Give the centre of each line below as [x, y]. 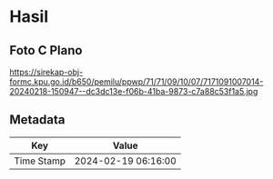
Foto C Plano [46, 50]
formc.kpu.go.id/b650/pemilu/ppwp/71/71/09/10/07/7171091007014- [136, 82]
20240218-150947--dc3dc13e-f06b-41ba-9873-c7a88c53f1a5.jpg [134, 91]
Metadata [37, 120]
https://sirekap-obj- [46, 72]
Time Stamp [40, 161]
